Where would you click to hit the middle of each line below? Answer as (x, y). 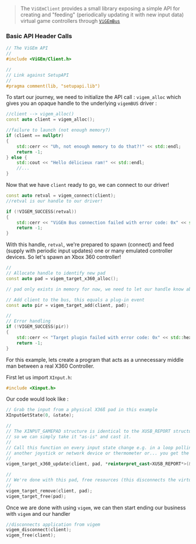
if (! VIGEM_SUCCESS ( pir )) (37, 327)
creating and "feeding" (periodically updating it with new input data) (102, 15)
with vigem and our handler (38, 514)
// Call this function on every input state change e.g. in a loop (90, 447)
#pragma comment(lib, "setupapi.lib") (53, 86)
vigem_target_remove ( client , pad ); (49, 491)
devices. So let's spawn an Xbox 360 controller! (64, 257)
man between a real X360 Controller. (50, 366)
